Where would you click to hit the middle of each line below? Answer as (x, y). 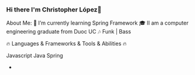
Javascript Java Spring (35, 56)
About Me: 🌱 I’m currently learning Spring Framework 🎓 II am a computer (97, 23)
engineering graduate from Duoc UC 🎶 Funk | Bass (69, 32)
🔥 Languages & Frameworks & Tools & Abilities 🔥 (67, 44)
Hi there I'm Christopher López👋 (54, 10)
